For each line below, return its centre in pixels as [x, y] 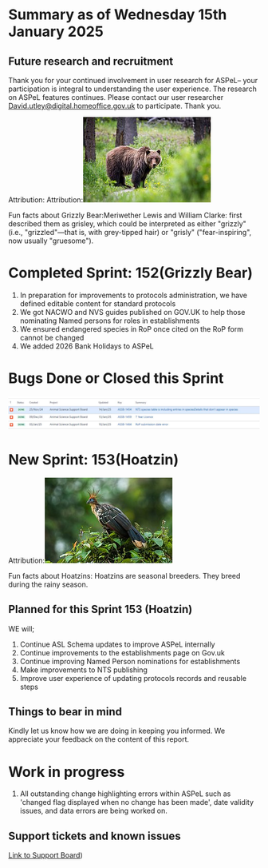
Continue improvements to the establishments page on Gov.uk [122, 652]
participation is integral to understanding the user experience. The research [132, 89]
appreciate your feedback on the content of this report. [99, 739]
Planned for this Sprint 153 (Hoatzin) [100, 609]
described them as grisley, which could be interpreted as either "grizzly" [128, 224]
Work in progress [67, 772]
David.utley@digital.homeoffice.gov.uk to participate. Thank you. [115, 106]
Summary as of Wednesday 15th [118, 15]
